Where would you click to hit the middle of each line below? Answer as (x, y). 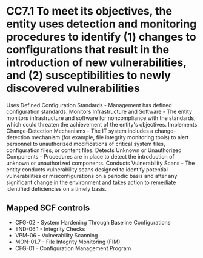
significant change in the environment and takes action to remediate (91, 182)
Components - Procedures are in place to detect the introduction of (90, 156)
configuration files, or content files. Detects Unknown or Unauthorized (94, 150)
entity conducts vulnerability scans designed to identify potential (87, 169)
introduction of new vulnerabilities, (96, 63)
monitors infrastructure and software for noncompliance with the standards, (101, 118)
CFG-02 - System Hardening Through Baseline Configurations (93, 222)
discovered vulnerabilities (73, 88)
